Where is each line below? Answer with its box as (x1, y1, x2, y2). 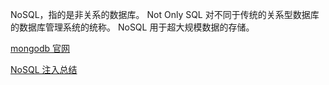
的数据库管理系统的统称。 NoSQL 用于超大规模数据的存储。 (10, 21, 255, 33)
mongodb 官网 (10, 43, 70, 54)
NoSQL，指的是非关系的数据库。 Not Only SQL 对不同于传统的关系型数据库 (10, 9, 320, 20)
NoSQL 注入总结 (10, 64, 78, 75)
